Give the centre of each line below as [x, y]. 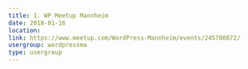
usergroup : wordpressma [48, 45]
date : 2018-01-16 [37, 23]
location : [25, 30]
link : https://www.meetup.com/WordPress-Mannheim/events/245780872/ [124, 38]
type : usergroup [35, 52]
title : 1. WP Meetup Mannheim [59, 15]
